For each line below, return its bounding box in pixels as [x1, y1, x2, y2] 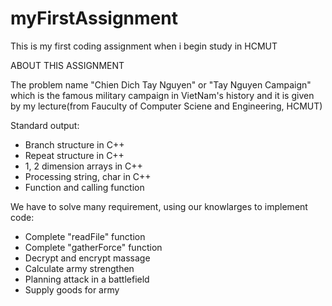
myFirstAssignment [10, 7, 178, 30]
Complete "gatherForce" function [24, 241, 163, 253]
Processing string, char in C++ [24, 170, 152, 182]
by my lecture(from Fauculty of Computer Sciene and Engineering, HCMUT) [10, 100, 323, 112]
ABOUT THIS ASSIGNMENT [10, 59, 125, 71]
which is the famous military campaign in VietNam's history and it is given [10, 89, 315, 101]
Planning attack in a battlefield [24, 273, 150, 285]
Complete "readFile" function [24, 230, 146, 242]
